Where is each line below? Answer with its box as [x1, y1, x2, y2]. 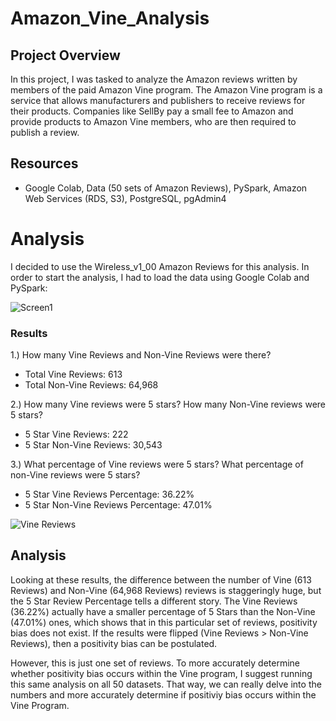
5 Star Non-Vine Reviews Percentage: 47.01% [24, 499, 213, 511]
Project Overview [10, 47, 121, 64]
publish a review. [10, 127, 80, 138]
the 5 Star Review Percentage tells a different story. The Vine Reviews [10, 595, 298, 607]
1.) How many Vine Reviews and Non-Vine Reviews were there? [10, 349, 272, 361]
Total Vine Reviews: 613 [24, 368, 123, 381]
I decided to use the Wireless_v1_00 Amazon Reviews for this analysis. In [10, 260, 310, 272]
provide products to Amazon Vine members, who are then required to [10, 116, 297, 127]
